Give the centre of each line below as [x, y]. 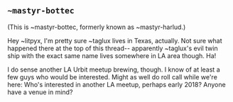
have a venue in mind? [40, 92]
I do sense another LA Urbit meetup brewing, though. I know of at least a [114, 69]
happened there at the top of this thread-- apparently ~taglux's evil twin [113, 48]
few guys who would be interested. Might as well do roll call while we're [113, 76]
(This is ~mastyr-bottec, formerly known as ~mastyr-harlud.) [97, 27]
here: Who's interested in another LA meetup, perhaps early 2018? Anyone [116, 84]
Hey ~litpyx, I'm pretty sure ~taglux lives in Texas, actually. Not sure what [115, 40]
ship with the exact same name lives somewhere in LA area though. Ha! [112, 55]
